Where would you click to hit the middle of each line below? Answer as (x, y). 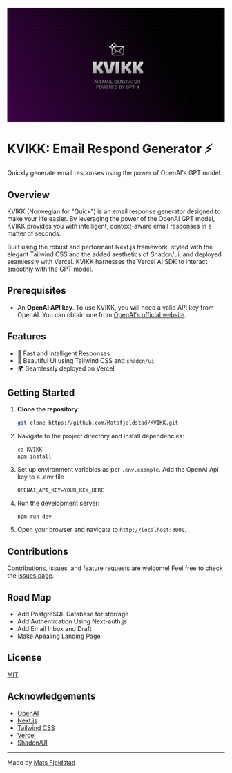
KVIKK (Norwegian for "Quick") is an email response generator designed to (114, 211)
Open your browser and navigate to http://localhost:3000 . (101, 530)
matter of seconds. (34, 233)
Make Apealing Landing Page (59, 636)
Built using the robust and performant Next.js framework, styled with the (110, 247)
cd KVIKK (30, 450)
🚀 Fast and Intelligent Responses (64, 353)
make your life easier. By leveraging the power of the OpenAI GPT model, (111, 219)
